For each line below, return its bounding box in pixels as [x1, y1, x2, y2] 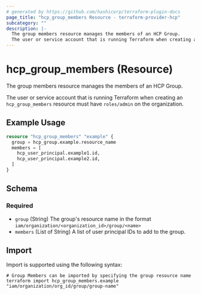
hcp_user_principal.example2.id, [17, 156, 100, 162]
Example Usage [6, 118, 66, 128]
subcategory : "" [6, 20, 47, 26]
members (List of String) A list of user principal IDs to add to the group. [14, 228, 186, 235]
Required [6, 201, 33, 210]
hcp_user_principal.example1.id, [17, 150, 100, 156]
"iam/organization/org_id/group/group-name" [6, 283, 119, 290]
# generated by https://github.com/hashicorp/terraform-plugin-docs [6, 8, 181, 15]
